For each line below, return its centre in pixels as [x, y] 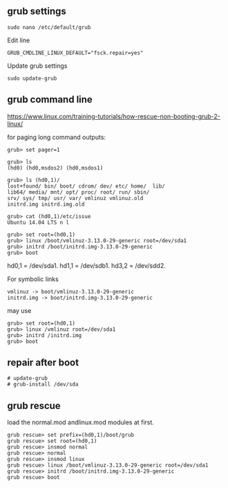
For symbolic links [33, 279]
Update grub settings [37, 66]
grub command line [50, 100]
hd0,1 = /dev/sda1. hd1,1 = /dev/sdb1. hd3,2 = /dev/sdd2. [86, 265]
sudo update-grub [32, 78]
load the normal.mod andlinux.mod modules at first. [80, 422]
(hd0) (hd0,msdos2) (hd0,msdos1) [55, 168]
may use [19, 310]
